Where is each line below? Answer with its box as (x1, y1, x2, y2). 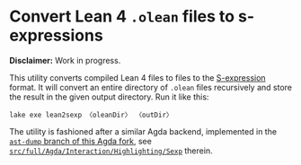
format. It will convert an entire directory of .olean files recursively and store (9, 82, 292, 92)
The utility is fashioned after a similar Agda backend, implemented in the (9, 126, 277, 136)
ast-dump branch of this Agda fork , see (9, 135, 153, 146)
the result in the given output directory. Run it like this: (9, 91, 209, 102)
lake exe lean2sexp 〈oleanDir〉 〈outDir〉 (9, 110, 173, 119)
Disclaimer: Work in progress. (9, 55, 121, 65)
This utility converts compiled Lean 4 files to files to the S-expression (9, 72, 267, 82)
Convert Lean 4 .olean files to (9, 6, 235, 27)
